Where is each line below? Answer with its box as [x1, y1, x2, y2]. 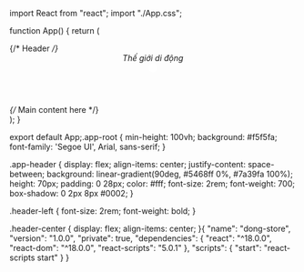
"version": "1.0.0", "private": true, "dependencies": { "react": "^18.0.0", [9, 233, 272, 244]
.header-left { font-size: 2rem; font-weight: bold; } [9, 206, 197, 217]
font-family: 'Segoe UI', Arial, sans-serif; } [9, 141, 167, 152]
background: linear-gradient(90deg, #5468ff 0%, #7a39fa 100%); [46, 168, 293, 179]
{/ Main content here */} [9, 105, 99, 115]
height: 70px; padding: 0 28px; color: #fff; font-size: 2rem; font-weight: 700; [9, 178, 296, 189]
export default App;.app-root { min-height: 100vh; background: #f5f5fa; [9, 132, 278, 142]
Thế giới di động [122, 53, 184, 63]
